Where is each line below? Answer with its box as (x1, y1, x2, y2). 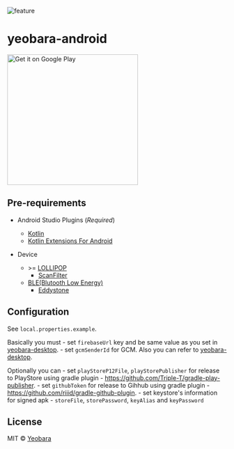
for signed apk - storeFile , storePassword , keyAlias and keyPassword (7, 395, 204, 404)
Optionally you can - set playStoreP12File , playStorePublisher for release (7, 366, 220, 375)
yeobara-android (7, 31, 108, 47)
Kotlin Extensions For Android (27, 237, 113, 245)
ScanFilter (38, 271, 68, 279)
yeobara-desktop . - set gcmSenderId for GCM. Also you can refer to (7, 345, 199, 354)
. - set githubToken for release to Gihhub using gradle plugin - (33, 381, 210, 389)
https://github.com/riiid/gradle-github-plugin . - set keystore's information (7, 388, 218, 397)
